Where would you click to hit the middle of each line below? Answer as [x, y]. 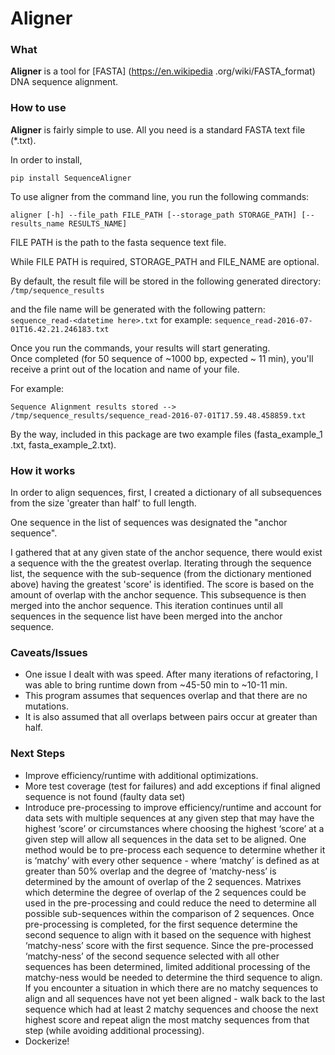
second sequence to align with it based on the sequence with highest [168, 934]
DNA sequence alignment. [64, 82]
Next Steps [38, 754]
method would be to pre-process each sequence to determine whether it [175, 849]
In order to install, [46, 159]
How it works [43, 470]
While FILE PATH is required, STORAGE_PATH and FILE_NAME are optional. [165, 261]
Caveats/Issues [49, 652]
